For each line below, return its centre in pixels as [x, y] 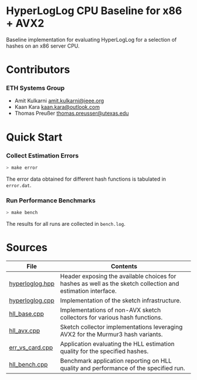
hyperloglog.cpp [32, 300]
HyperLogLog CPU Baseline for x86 [94, 11]
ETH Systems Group [35, 88]
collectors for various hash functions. [111, 317]
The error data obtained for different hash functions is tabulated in [86, 179]
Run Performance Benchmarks [51, 200]
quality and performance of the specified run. [123, 368]
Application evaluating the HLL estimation [117, 344]
